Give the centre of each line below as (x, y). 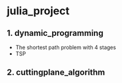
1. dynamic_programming (55, 33)
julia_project (38, 11)
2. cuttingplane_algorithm (56, 73)
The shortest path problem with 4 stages (65, 47)
